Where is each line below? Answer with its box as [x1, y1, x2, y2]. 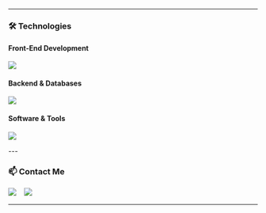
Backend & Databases [8, 78, 82, 88]
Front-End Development [8, 43, 89, 52]
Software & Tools [8, 113, 66, 123]
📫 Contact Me [8, 166, 65, 177]
